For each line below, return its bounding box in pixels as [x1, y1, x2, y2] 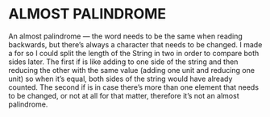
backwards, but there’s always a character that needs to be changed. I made [8, 39, 263, 49]
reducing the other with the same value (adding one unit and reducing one [8, 65, 255, 75]
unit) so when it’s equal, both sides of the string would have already [8, 74, 233, 83]
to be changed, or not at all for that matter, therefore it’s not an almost [8, 91, 239, 100]
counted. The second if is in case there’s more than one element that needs [8, 82, 260, 92]
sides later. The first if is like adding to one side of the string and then [8, 57, 239, 67]
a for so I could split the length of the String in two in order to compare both [8, 48, 260, 58]
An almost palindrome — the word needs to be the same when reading [8, 31, 243, 41]
